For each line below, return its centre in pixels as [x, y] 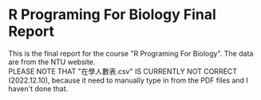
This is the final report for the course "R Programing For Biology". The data [131, 53]
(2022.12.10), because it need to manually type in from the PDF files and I [129, 80]
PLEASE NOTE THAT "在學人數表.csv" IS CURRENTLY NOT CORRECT [123, 71]
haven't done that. [38, 88]
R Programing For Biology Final [113, 15]
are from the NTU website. [52, 62]
